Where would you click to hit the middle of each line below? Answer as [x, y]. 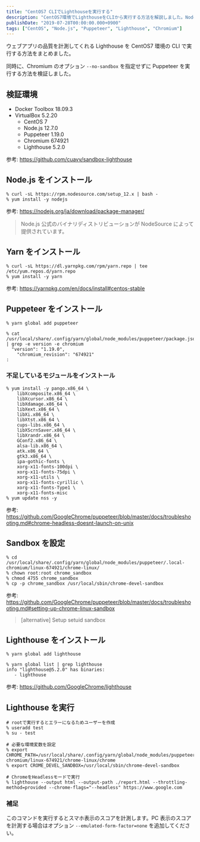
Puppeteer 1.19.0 [44, 134]
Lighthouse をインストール [56, 640]
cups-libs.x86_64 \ [41, 425]
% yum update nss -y [32, 498]
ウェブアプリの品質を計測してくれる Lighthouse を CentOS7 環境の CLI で [96, 46]
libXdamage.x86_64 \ [42, 404]
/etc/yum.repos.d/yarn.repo [41, 271]
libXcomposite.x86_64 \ [46, 394]
